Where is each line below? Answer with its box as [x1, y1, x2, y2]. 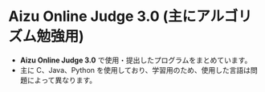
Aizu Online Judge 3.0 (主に [8, 7, 197, 26]
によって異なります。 [26, 75, 97, 85]
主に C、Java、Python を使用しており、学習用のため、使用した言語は [19, 65, 251, 74]
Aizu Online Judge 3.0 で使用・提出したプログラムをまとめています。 [19, 55, 252, 65]
